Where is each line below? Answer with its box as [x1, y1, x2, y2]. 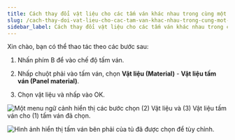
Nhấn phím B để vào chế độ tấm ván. [17, 56, 124, 64]
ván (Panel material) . [17, 77, 79, 85]
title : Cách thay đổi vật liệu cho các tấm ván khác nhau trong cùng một [7, 10, 227, 17]
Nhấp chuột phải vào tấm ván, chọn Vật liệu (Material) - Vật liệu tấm [17, 69, 217, 78]
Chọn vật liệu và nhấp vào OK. [17, 90, 105, 99]
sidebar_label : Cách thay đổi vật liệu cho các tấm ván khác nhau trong [7, 23, 224, 30]
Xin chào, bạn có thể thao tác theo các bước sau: [7, 43, 149, 51]
